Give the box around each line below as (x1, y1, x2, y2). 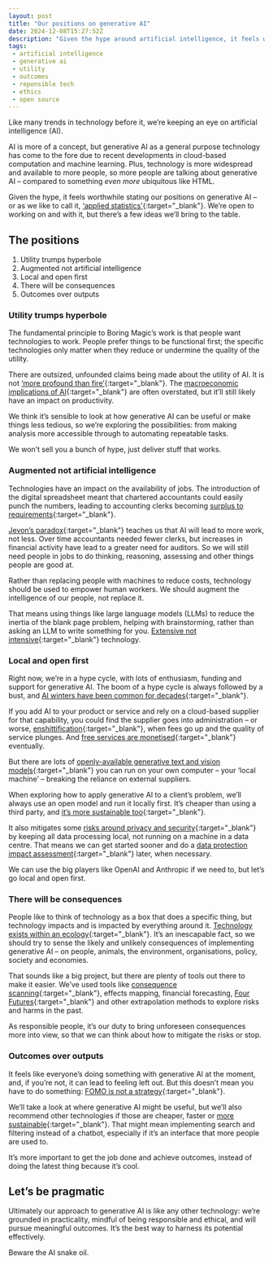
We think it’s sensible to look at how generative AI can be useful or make (8, 412, 251, 422)
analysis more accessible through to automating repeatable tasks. (8, 429, 229, 439)
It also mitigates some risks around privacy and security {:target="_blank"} (8, 823, 257, 833)
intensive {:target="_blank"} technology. (8, 634, 141, 644)
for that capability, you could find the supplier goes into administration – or (8, 715, 258, 724)
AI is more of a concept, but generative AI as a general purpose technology (8, 142, 261, 151)
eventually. (8, 741, 45, 750)
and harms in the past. (8, 1006, 84, 1016)
